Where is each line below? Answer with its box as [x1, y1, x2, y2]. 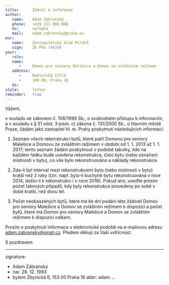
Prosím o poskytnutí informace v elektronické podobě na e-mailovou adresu [5, 224, 162, 230]
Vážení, [5, 105, 21, 111]
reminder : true [5, 92, 42, 97]
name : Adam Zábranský [12, 17, 64, 22]
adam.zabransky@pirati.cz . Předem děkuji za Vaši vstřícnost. [5, 230, 132, 236]
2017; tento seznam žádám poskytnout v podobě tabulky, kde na [12, 147, 147, 153]
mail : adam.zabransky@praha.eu [12, 31, 84, 36]
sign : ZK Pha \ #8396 [12, 45, 62, 50]
